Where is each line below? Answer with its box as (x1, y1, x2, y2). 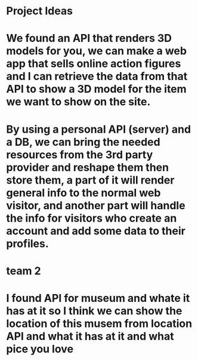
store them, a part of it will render (6, 173, 175, 186)
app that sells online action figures (6, 57, 181, 71)
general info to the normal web (6, 186, 161, 200)
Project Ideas (6, 4, 73, 18)
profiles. (6, 237, 49, 250)
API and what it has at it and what (6, 329, 174, 343)
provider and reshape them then (6, 160, 169, 174)
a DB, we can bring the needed (6, 135, 160, 149)
